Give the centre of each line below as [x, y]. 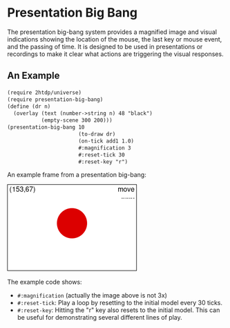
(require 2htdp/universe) [44, 92]
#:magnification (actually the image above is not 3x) [92, 295]
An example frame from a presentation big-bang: [77, 174]
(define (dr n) [29, 106]
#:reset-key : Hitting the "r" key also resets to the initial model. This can [118, 310]
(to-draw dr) [97, 134]
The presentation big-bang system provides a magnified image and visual [112, 32]
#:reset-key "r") [103, 162]
